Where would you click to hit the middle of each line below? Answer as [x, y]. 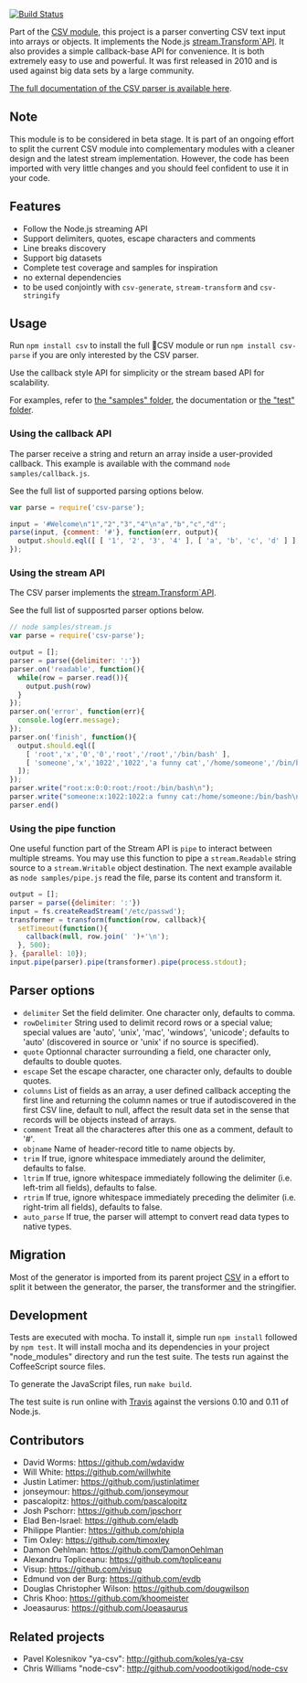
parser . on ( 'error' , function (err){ [77, 712]
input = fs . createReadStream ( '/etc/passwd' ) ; [97, 911]
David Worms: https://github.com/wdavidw [103, 1463]
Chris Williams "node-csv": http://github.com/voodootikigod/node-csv [155, 1668]
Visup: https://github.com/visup [82, 1569]
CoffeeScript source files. [58, 1367]
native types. [47, 1226]
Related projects [57, 1637]
